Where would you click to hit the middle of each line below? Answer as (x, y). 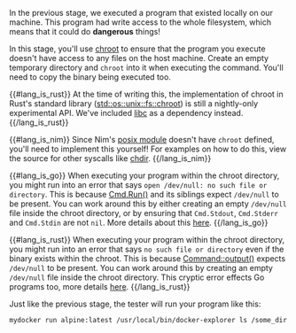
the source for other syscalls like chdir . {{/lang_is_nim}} (110, 158)
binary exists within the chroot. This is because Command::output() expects (148, 259)
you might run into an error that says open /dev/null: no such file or (138, 185)
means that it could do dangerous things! (85, 31)
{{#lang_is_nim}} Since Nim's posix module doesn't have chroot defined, (142, 139)
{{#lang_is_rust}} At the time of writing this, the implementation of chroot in (146, 94)
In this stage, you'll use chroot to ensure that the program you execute (137, 49)
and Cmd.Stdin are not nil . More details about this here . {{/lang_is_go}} (139, 222)
